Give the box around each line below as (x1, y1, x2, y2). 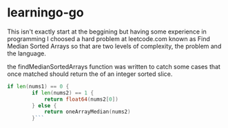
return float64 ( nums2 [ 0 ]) (43, 96, 118, 103)
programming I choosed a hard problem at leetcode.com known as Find (7, 34, 210, 42)
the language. (7, 49, 46, 57)
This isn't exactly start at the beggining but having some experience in (7, 27, 207, 36)
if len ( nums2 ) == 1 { (32, 89, 94, 97)
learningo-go (7, 5, 84, 21)
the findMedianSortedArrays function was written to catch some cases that (7, 62, 220, 71)
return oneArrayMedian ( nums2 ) (43, 108, 131, 116)
